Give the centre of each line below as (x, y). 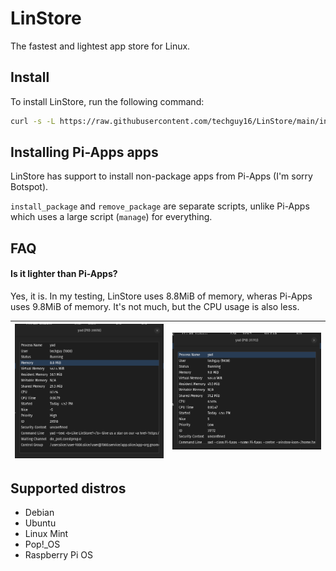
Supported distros (68, 488)
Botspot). (29, 187)
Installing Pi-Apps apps (84, 152)
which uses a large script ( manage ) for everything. (111, 217)
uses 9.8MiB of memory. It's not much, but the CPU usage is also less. (155, 307)
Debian (39, 513)
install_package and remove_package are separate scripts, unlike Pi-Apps (160, 206)
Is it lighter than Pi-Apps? (64, 274)
